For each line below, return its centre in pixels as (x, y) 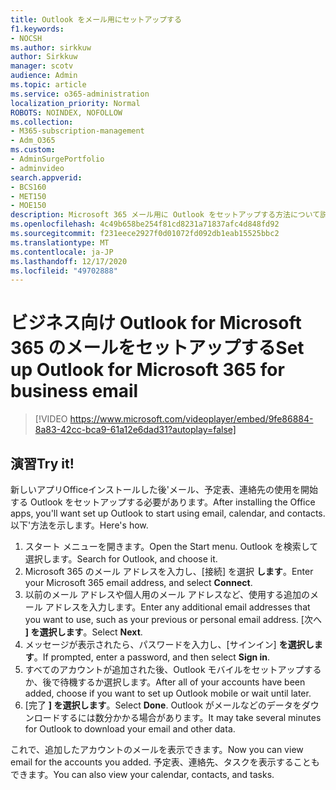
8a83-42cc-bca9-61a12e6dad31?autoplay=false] (135, 430)
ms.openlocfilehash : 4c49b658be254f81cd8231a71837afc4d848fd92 (145, 224)
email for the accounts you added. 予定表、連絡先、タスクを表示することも (165, 762)
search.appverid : (46, 177)
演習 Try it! (42, 463)
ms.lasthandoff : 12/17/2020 (69, 261)
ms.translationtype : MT (60, 242)
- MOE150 (28, 206)
